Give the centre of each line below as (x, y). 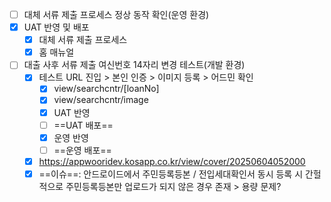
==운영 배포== (82, 150)
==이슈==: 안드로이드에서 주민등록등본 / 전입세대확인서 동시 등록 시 (171, 174)
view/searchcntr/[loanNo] (106, 89)
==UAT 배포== (83, 125)
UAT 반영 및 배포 (56, 27)
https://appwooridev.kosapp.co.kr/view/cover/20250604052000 (172, 161)
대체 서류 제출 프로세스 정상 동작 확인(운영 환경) (116, 14)
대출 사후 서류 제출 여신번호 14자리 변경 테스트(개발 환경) (134, 65)
